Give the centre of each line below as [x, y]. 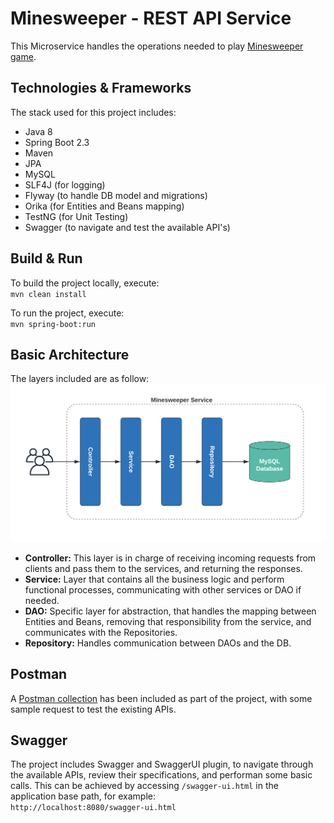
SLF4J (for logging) [65, 184]
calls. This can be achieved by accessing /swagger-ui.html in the [144, 786]
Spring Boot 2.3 [57, 142]
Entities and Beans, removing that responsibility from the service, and [168, 621]
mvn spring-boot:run [53, 324]
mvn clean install [48, 294]
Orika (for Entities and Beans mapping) [104, 206]
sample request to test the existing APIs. [93, 709]
